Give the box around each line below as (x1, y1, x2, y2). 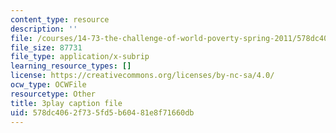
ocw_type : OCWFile (10, 80, 87, 90)
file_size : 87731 (10, 42, 83, 53)
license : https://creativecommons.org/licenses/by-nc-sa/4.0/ (10, 71, 275, 81)
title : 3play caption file (10, 98, 123, 108)
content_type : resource (10, 14, 110, 25)
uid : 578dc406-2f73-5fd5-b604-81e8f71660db (10, 107, 195, 118)
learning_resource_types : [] (10, 61, 132, 71)
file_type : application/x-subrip (10, 52, 150, 62)
